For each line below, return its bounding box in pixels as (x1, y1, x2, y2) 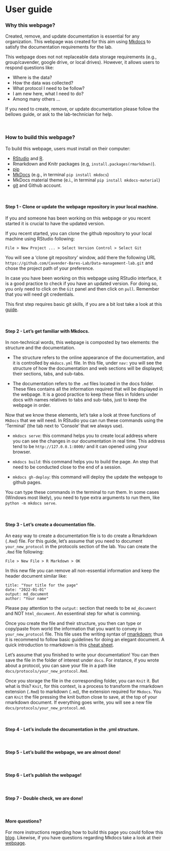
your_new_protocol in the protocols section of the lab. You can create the (5, 544, 157, 550)
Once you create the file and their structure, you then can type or (5, 620, 142, 626)
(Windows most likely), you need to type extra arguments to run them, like (5, 494, 160, 501)
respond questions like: (5, 65, 54, 71)
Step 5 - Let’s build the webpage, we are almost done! (5, 749, 121, 755)
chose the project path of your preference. (5, 265, 94, 271)
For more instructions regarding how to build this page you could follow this (5, 829, 163, 835)
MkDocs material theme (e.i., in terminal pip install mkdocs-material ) (12, 177, 160, 183)
